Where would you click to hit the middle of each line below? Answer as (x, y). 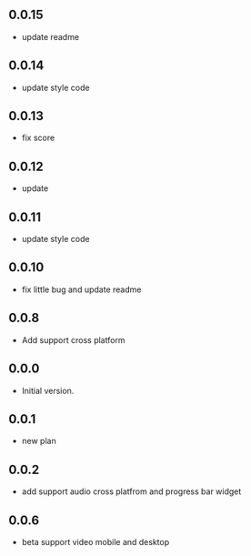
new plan (39, 441)
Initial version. (48, 390)
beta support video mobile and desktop (95, 541)
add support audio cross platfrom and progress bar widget (131, 491)
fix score (38, 138)
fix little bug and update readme (81, 289)
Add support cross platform (73, 339)
